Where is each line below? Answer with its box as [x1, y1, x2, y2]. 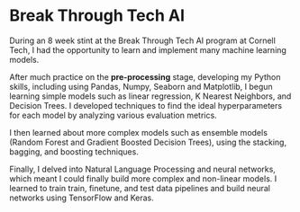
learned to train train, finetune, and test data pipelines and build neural [9, 182, 270, 193]
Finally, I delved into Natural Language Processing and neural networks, [9, 163, 277, 174]
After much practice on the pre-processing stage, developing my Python [9, 71, 281, 82]
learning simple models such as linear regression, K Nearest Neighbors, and [9, 91, 292, 102]
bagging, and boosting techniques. [9, 146, 140, 157]
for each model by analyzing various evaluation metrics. [9, 110, 218, 120]
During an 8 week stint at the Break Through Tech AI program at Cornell [9, 35, 277, 46]
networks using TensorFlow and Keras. [9, 192, 155, 203]
